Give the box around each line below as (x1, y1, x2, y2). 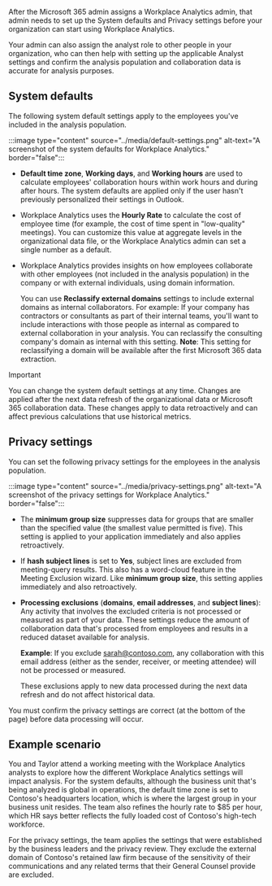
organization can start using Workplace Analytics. (8, 24, 175, 33)
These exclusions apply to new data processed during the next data (19, 681, 248, 691)
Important (8, 369, 41, 379)
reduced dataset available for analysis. (19, 632, 150, 642)
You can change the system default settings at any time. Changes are (8, 386, 241, 395)
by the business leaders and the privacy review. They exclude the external (8, 844, 257, 853)
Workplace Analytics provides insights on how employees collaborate (19, 260, 253, 270)
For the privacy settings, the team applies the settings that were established (8, 836, 262, 845)
